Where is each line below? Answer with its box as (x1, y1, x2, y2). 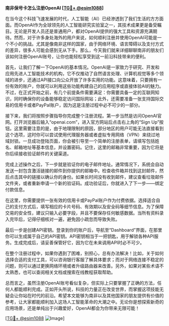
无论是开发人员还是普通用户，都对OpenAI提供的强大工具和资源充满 (14, 28, 153, 34)
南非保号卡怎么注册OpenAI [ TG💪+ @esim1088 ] (5, 5, 104, 11)
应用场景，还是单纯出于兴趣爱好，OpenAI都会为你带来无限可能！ (5, 305, 140, 311)
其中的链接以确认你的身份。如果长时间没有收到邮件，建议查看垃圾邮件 (18, 174, 164, 180)
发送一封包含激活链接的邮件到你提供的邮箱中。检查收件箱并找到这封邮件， (5, 168, 159, 174)
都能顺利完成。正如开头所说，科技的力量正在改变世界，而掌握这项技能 (14, 286, 159, 292)
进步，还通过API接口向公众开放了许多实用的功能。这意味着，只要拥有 (14, 77, 158, 83)
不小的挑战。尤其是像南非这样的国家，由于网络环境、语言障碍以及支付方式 (9, 41, 164, 47)
